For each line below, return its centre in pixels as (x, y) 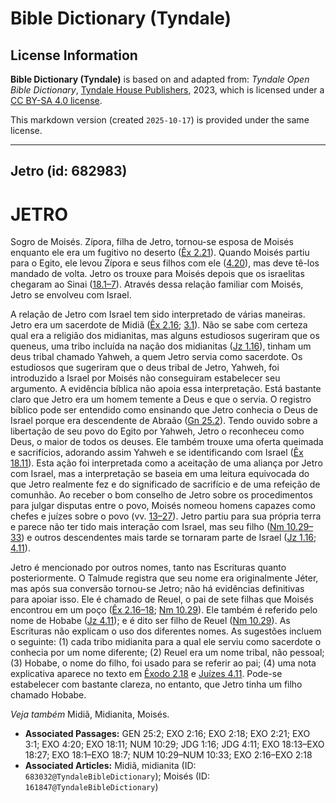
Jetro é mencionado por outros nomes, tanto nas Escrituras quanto (148, 568)
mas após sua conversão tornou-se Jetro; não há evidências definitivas (157, 589)
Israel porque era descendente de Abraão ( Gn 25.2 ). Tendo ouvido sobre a (164, 421)
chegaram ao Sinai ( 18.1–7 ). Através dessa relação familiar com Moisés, (157, 284)
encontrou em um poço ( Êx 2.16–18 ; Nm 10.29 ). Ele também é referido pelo (164, 610)
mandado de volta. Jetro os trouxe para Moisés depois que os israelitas (157, 274)
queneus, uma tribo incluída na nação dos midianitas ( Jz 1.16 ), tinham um (161, 346)
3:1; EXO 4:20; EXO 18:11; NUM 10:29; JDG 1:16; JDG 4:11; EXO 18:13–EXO (174, 744)
